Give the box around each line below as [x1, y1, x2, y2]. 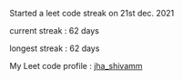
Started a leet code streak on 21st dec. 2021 [9, 8, 175, 18]
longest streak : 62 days [9, 43, 100, 54]
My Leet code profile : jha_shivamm [9, 61, 143, 71]
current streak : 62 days [9, 25, 100, 35]
